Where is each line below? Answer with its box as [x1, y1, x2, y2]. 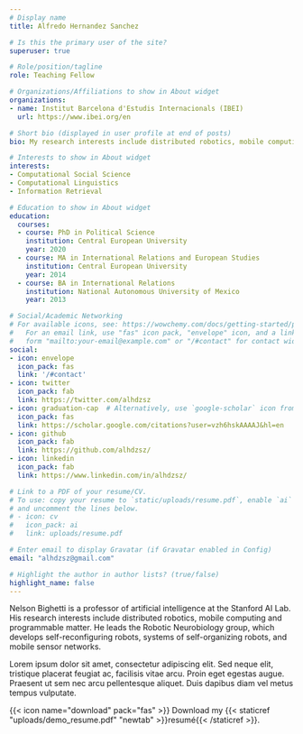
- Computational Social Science [9, 170, 131, 179]
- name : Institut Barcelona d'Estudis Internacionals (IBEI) [9, 104, 244, 113]
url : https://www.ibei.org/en [17, 112, 131, 122]
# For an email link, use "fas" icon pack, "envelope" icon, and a [9, 328, 277, 337]
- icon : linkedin [9, 454, 75, 463]
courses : [17, 220, 50, 229]
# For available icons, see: [9, 320, 119, 329]
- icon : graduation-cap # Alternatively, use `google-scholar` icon [9, 403, 277, 413]
